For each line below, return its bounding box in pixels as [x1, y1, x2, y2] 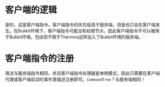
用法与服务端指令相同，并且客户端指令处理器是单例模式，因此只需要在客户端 [5, 70, 160, 76]
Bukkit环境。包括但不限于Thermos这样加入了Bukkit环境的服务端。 [9, 34, 143, 40]
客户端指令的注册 [5, 53, 75, 64]
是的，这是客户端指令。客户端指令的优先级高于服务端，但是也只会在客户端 [5, 22, 156, 28]
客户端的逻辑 [5, 4, 57, 16]
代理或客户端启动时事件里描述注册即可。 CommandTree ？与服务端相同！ [5, 76, 146, 82]
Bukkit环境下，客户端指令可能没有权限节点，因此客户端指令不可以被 [18, 28, 156, 33]
